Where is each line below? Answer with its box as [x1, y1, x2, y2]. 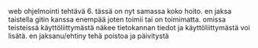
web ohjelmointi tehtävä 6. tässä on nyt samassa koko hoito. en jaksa [8, 7, 232, 15]
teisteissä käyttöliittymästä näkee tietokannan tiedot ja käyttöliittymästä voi [8, 23, 250, 32]
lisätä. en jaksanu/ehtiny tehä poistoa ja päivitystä [8, 31, 169, 40]
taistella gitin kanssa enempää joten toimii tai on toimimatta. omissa [8, 15, 227, 24]
